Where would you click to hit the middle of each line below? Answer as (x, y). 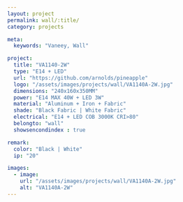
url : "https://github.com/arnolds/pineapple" (81, 78)
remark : (19, 143)
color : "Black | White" (48, 149)
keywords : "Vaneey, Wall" (51, 46)
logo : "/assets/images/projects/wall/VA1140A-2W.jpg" (93, 85)
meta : (15, 39)
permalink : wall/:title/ (43, 20)
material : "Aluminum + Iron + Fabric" (70, 104)
